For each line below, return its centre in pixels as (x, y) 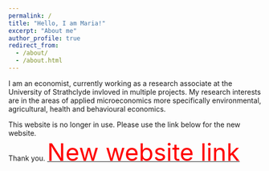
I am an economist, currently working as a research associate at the (120, 83)
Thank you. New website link (124, 152)
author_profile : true (45, 38)
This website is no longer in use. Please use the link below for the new (124, 124)
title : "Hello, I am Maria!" (57, 23)
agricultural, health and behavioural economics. (87, 108)
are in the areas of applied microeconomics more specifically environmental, (135, 100)
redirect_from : (34, 46)
